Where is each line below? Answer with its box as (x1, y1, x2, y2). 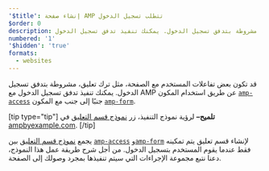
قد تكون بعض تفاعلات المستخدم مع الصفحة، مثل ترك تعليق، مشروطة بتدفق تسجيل (8, 78, 258, 89)
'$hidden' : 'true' (8, 42, 70, 50)
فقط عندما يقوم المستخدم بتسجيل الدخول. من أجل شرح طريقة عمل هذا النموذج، (8, 144, 251, 154)
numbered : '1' (8, 34, 56, 43)
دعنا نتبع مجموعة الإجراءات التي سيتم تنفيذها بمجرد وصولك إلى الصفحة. (8, 152, 221, 162)
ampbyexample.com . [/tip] (8, 120, 96, 130)
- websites (15, 57, 52, 65)
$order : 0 (8, 19, 42, 27)
